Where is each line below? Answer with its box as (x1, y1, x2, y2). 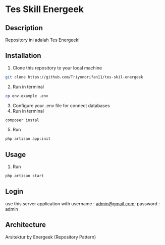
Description (5, 24, 43, 32)
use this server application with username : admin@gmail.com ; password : (5, 200, 160, 207)
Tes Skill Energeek (5, 4, 84, 15)
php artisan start (5, 174, 44, 179)
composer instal (5, 117, 39, 123)
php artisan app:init (5, 136, 51, 141)
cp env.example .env (5, 93, 49, 99)
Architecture (5, 220, 46, 229)
